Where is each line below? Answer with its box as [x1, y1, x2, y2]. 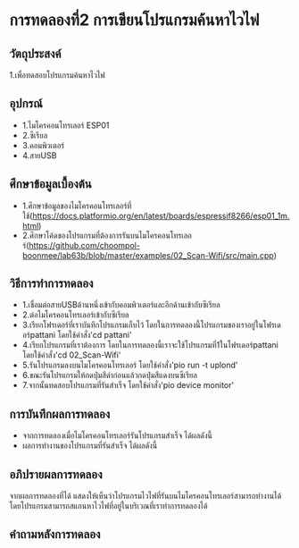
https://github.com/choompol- [29, 240, 141, 250]
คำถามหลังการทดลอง [9, 527, 101, 542]
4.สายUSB [21, 149, 57, 161]
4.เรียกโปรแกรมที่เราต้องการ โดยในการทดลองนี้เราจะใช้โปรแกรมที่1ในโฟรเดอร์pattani [21, 340, 278, 350]
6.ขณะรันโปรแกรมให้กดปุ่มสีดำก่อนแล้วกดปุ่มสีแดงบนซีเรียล [21, 370, 198, 381]
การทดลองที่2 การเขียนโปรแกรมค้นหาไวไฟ [9, 10, 260, 30]
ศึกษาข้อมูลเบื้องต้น [9, 176, 92, 192]
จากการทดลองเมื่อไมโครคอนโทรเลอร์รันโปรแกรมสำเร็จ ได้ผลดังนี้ [21, 430, 212, 441]
